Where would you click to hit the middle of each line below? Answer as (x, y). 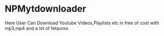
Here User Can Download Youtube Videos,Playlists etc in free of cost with (82, 23)
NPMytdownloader (45, 9)
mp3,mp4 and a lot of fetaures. (37, 28)
